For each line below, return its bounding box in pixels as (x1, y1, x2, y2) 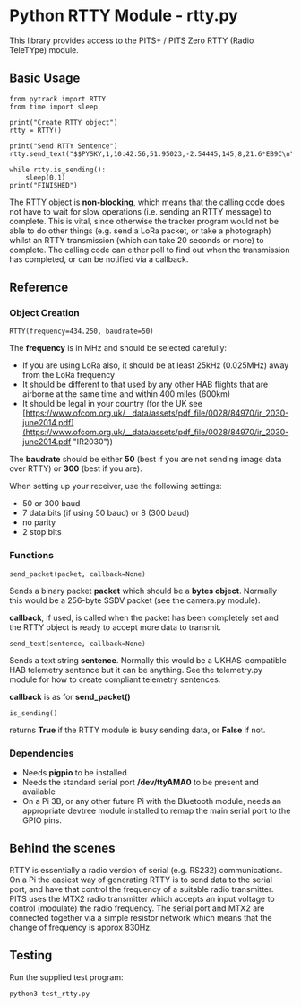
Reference (9, 280, 69, 295)
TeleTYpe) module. (9, 44, 79, 55)
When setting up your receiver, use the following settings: (9, 481, 222, 492)
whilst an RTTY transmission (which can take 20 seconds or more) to (9, 234, 264, 245)
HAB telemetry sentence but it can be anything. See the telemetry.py (9, 664, 262, 675)
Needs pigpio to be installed (21, 767, 127, 778)
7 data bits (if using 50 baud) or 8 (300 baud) (21, 508, 190, 519)
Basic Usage (9, 71, 81, 86)
